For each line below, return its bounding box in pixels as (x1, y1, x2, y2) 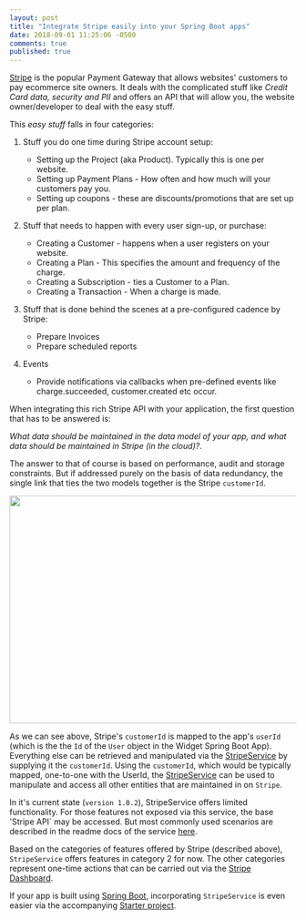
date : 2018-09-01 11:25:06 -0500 (9, 30, 137, 39)
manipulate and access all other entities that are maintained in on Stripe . (9, 780, 282, 791)
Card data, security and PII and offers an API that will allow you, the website (9, 92, 295, 103)
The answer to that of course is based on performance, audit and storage (9, 458, 285, 469)
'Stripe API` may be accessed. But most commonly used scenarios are (9, 816, 273, 827)
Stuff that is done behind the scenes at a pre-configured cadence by (22, 304, 280, 315)
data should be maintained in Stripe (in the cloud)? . (9, 441, 202, 452)
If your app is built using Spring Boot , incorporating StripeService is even (9, 890, 285, 902)
